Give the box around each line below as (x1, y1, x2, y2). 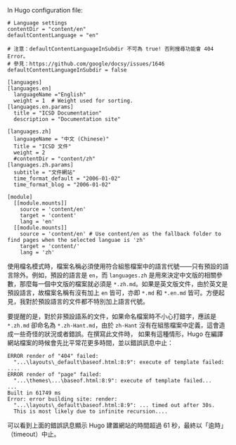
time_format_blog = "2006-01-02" (13, 181, 112, 188)
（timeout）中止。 (7, 430, 60, 438)
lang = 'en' (20, 218, 55, 225)
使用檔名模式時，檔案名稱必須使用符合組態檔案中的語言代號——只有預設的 (7, 262, 223, 270)
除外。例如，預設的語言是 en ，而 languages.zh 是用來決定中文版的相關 (13, 271, 217, 279)
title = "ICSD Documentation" (13, 110, 102, 117)
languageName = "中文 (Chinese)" (13, 136, 110, 143)
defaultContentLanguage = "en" (7, 32, 99, 39)
